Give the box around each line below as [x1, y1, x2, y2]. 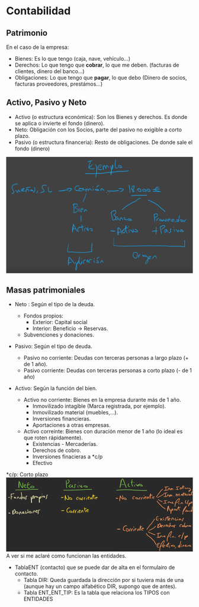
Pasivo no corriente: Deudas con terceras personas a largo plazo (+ [23, 354, 189, 361]
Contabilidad [6, 4, 71, 18]
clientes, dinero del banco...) [14, 68, 85, 75]
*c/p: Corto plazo [6, 471, 49, 478]
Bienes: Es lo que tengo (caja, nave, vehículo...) [14, 55, 131, 62]
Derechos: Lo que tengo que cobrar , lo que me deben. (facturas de [14, 61, 179, 68]
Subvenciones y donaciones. [23, 331, 95, 338]
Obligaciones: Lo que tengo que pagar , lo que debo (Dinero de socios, [14, 74, 187, 81]
